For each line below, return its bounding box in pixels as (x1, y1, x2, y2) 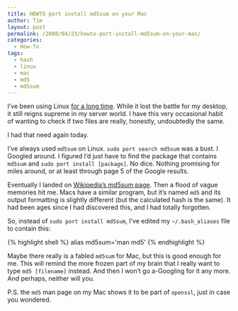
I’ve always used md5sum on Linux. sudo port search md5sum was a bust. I (7, 144, 218, 153)
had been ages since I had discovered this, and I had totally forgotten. (7, 203, 211, 212)
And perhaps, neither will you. (7, 274, 95, 283)
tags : (7, 50, 23, 57)
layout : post (7, 23, 46, 30)
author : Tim (7, 17, 42, 24)
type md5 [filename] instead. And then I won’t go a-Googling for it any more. (7, 266, 231, 276)
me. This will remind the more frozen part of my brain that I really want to (7, 259, 220, 268)
